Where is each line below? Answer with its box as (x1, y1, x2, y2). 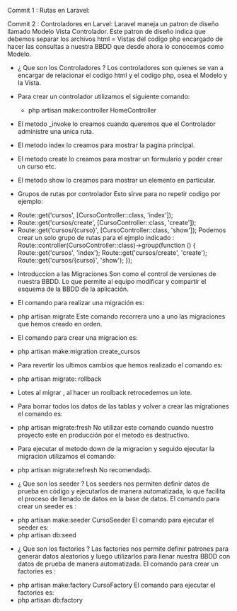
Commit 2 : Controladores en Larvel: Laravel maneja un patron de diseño (7, 20, 219, 28)
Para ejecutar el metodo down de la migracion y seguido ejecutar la (17, 445, 215, 452)
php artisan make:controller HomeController (28, 106, 157, 114)
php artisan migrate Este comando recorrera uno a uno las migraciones (17, 312, 226, 321)
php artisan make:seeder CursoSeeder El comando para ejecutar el (17, 516, 214, 524)
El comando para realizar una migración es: (17, 299, 144, 307)
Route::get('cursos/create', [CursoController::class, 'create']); (17, 219, 197, 227)
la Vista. (17, 79, 41, 87)
